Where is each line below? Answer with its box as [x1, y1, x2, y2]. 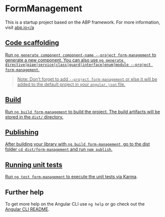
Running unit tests [5, 160, 63, 169]
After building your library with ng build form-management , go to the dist [5, 141, 150, 147]
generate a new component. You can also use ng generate [5, 57, 124, 63]
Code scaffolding [5, 39, 59, 47]
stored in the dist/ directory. [5, 114, 64, 120]
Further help [5, 188, 44, 196]
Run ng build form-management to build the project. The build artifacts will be [5, 109, 161, 115]
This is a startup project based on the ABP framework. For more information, [5, 19, 160, 25]
